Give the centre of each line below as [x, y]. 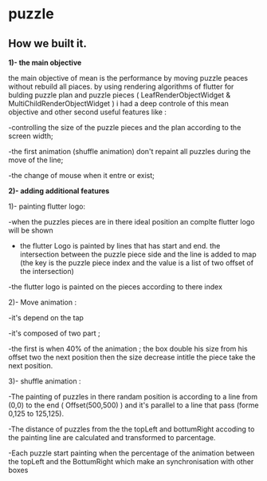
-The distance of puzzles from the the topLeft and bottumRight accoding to [132, 429]
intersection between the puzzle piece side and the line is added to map [138, 254]
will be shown [31, 230]
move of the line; [36, 160]
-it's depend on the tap [46, 318]
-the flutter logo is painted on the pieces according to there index [116, 287]
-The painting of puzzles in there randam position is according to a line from [133, 397]
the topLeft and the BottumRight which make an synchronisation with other [131, 461]
